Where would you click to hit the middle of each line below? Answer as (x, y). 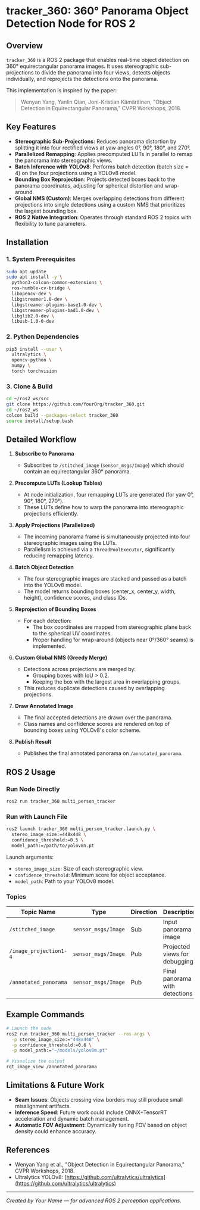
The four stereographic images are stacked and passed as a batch (105, 579)
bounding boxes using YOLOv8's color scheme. (82, 730)
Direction (144, 912)
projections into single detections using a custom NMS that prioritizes (100, 204)
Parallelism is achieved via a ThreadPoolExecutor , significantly (99, 550)
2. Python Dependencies (43, 336)
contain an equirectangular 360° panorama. (77, 472)
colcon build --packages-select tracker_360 (62, 415)
